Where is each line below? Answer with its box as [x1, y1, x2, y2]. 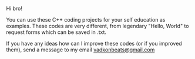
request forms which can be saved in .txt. [6, 29, 107, 36]
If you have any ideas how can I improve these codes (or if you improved [6, 40, 182, 47]
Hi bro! [6, 5, 22, 12]
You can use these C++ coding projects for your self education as [6, 16, 166, 23]
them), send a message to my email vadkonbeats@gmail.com [6, 46, 155, 53]
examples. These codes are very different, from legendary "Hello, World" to [6, 23, 189, 29]
